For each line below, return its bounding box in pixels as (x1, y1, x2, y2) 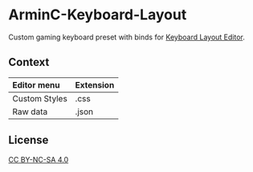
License (8, 133, 49, 147)
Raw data (12, 106, 48, 117)
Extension (75, 79, 115, 90)
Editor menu (12, 79, 60, 90)
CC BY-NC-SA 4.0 (8, 154, 69, 164)
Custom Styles (12, 92, 68, 104)
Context (8, 55, 50, 69)
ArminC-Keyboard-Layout (8, 6, 187, 24)
